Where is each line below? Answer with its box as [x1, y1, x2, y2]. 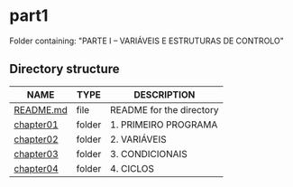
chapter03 [14, 147, 59, 160]
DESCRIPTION [133, 88, 196, 100]
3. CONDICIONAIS [109, 147, 188, 160]
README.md [14, 103, 68, 116]
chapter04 [14, 162, 59, 174]
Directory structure [9, 61, 120, 77]
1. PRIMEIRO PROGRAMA [109, 118, 218, 131]
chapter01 [14, 118, 59, 131]
